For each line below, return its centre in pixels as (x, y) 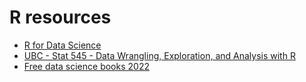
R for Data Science (62, 45)
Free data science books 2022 (86, 66)
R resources (60, 17)
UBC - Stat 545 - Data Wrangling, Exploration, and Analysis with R (159, 55)
